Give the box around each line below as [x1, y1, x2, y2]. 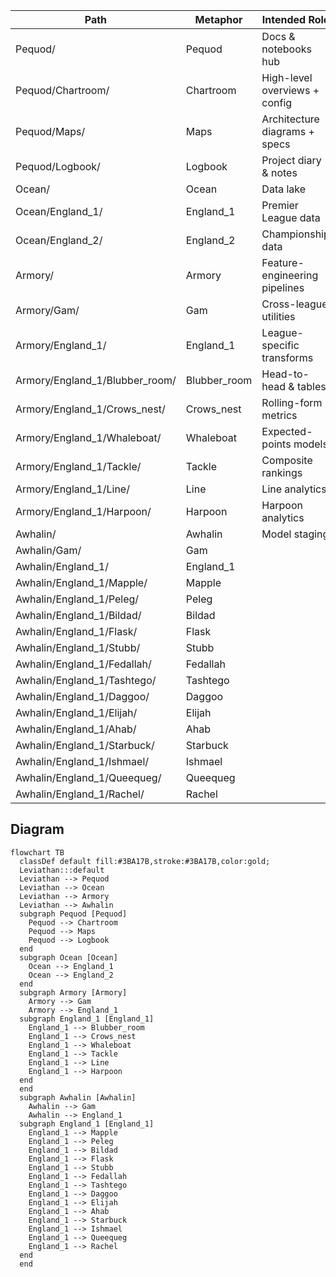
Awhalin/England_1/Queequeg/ [15, 771, 162, 784]
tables [296, 380, 327, 393]
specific [261, 339, 300, 352]
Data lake [261, 182, 307, 196]
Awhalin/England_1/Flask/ [15, 625, 138, 638]
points [261, 437, 292, 451]
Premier [261, 199, 299, 212]
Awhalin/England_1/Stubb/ [15, 641, 141, 654]
